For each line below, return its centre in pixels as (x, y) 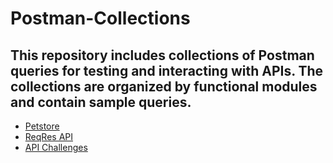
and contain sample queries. (101, 102)
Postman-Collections (100, 18)
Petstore (42, 126)
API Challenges (56, 147)
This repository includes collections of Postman (162, 55)
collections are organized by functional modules (164, 86)
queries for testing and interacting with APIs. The (167, 70)
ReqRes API (48, 136)
